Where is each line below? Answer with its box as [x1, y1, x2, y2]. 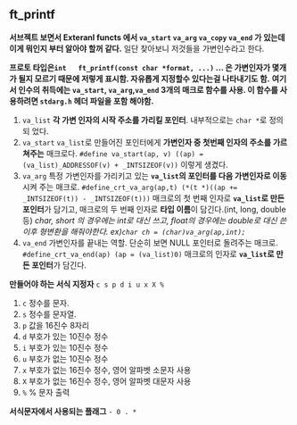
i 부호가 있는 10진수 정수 [21, 342, 109, 353]
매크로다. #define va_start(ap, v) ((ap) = [45, 147, 203, 159]
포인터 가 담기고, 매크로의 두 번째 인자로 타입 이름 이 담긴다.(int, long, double [21, 204, 287, 214]
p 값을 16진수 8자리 [21, 320, 90, 330]
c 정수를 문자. [21, 297, 70, 308]
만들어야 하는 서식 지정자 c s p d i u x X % [9, 279, 165, 289]
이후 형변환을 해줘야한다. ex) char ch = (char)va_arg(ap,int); [21, 226, 246, 237]
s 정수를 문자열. [21, 308, 78, 320]
